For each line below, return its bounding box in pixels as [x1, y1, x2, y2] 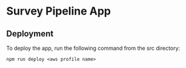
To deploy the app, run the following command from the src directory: [6, 44, 181, 52]
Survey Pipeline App [6, 4, 111, 18]
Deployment [6, 29, 54, 39]
